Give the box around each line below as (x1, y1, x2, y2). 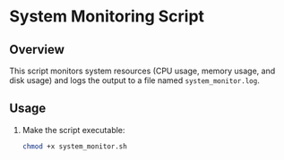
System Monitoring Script (9, 6, 204, 27)
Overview (9, 42, 65, 57)
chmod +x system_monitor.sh (22, 141, 127, 151)
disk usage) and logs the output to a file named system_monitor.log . (9, 75, 260, 86)
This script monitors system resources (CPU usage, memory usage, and (9, 65, 276, 76)
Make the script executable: (22, 124, 125, 135)
